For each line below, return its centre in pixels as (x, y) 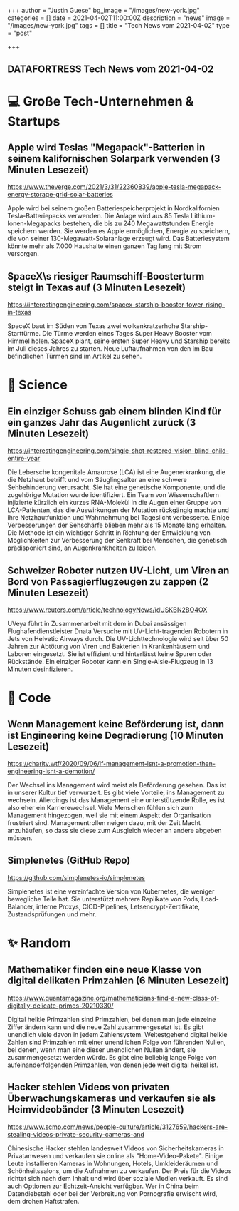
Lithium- (203, 216)
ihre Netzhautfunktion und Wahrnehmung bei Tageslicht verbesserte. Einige (118, 518)
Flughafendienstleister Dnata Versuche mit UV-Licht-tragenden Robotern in (118, 631)
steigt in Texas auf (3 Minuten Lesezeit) (97, 287)
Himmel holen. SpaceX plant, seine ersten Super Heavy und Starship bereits (119, 341)
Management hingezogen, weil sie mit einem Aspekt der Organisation (109, 815)
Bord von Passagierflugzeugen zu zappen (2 (108, 582)
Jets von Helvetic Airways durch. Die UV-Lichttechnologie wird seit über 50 (118, 639)
